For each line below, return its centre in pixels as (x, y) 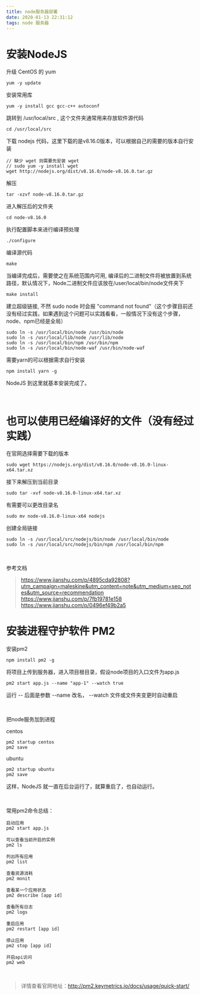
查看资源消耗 (20, 874)
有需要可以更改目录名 (32, 505)
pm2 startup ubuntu (30, 770)
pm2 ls (14, 845)
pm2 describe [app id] (34, 895)
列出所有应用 (20, 857)
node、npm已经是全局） (36, 321)
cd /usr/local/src (29, 129)
